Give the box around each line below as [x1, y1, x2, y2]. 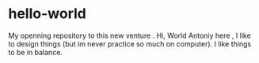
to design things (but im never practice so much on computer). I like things [8, 39, 252, 48]
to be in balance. [8, 47, 63, 57]
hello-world [8, 5, 87, 23]
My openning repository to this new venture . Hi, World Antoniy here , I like [8, 31, 251, 40]
